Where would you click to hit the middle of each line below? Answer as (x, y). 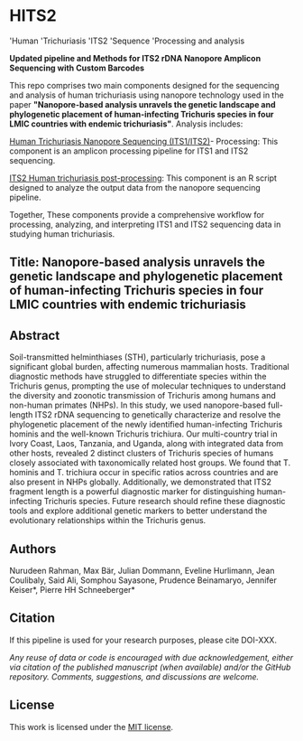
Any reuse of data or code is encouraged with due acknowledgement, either (151, 657)
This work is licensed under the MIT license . (92, 727)
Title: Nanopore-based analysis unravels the (138, 263)
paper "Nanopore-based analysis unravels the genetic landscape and (143, 104)
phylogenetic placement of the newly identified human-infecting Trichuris (146, 425)
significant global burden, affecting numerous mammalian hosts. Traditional (150, 367)
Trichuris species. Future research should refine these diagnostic (165, 502)
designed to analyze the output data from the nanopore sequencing (135, 187)
